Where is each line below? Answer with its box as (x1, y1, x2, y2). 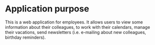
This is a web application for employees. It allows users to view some (5, 19, 143, 25)
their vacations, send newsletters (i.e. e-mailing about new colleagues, (5, 29, 146, 35)
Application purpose (5, 3, 90, 14)
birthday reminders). (5, 34, 46, 40)
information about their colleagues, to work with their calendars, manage (5, 24, 150, 30)
